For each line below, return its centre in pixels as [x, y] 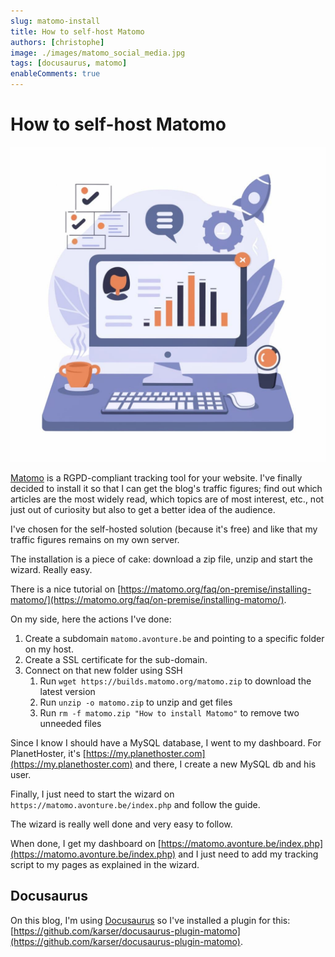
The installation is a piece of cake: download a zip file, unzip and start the [161, 559]
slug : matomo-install [55, 21]
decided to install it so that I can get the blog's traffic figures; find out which [166, 488]
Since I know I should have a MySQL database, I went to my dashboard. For [166, 742]
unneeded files [70, 723]
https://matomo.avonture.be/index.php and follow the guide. [135, 804]
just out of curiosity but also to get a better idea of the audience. [143, 509]
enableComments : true [55, 74]
